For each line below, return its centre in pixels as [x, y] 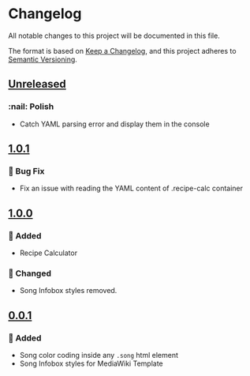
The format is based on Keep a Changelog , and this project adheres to [122, 51]
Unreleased [37, 84]
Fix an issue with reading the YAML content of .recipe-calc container [131, 188]
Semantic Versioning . [43, 59]
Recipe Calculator [48, 253]
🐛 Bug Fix [26, 171]
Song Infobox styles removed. [68, 291]
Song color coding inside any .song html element [99, 355]
